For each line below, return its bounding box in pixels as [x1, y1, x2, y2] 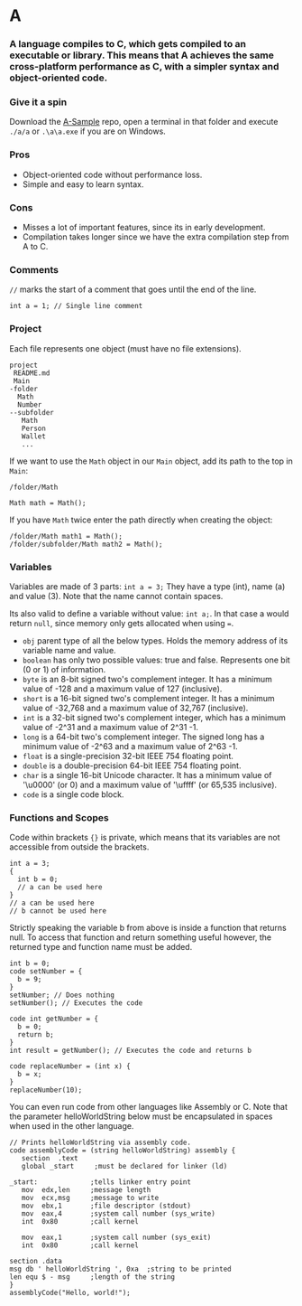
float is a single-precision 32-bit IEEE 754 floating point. [22, 750, 234, 761]
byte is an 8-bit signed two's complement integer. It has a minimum [22, 673, 273, 684]
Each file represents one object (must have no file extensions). [9, 343, 242, 353]
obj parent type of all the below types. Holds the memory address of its [22, 634, 288, 646]
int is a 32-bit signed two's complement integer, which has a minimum [22, 711, 286, 723]
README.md [13, 368, 50, 378]
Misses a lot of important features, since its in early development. [22, 222, 266, 232]
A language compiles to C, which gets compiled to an [9, 38, 246, 51]
